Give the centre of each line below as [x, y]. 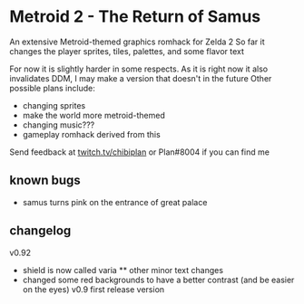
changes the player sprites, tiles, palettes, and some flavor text [127, 51]
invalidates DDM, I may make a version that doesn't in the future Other [141, 78]
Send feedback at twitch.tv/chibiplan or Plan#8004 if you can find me [140, 152]
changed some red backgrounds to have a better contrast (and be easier [158, 280]
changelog [40, 231]
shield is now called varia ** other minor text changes [123, 270]
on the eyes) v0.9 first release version [93, 289]
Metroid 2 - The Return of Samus [135, 17]
